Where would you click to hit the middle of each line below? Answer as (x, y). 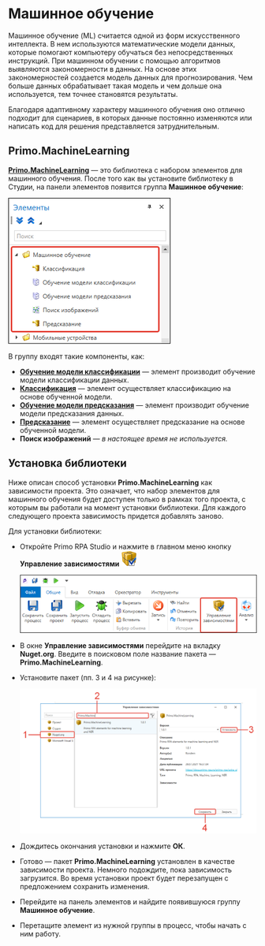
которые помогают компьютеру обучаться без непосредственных (121, 52)
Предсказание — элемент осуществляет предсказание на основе (132, 422)
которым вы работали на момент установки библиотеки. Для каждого (127, 507)
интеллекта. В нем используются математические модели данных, (122, 43)
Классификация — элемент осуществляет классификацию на (125, 388)
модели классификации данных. (74, 380)
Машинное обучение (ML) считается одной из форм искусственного (124, 35)
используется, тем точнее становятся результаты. (93, 94)
